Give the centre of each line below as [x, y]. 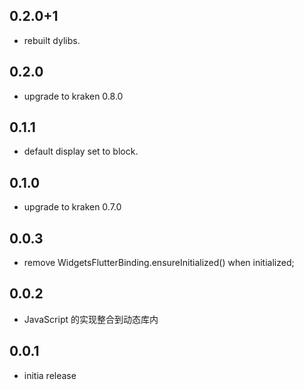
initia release [50, 375]
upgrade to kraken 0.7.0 [72, 207]
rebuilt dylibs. [52, 40]
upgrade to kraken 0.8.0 [73, 96]
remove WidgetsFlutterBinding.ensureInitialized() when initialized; [159, 263]
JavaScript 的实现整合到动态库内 [91, 319]
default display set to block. [81, 151]
